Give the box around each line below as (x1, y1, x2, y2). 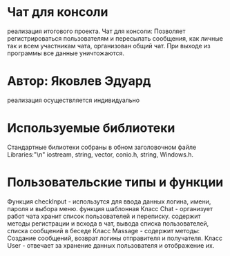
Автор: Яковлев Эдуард (7, 73, 151, 89)
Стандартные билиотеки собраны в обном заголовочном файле (7, 143, 197, 151)
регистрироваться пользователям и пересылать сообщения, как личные (7, 34, 223, 42)
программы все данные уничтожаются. (7, 49, 125, 57)
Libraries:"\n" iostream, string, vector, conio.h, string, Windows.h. (7, 150, 194, 159)
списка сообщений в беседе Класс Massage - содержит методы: (7, 226, 200, 235)
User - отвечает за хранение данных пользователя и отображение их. (7, 241, 215, 249)
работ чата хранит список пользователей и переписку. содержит (7, 212, 202, 220)
